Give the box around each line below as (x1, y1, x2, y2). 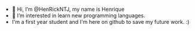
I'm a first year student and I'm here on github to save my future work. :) (11, 18, 190, 25)
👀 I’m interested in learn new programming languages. (11, 12, 145, 19)
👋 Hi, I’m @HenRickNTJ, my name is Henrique (11, 6, 124, 13)
